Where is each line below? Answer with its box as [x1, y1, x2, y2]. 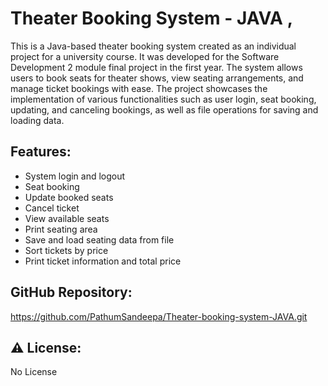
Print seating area [24, 223, 98, 235]
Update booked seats [24, 191, 114, 203]
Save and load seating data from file [24, 233, 175, 246]
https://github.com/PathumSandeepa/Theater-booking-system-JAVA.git [10, 310, 308, 322]
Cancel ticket [24, 202, 80, 214]
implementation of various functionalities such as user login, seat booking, [10, 93, 317, 105]
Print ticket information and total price [24, 255, 182, 267]
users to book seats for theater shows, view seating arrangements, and [10, 72, 304, 84]
